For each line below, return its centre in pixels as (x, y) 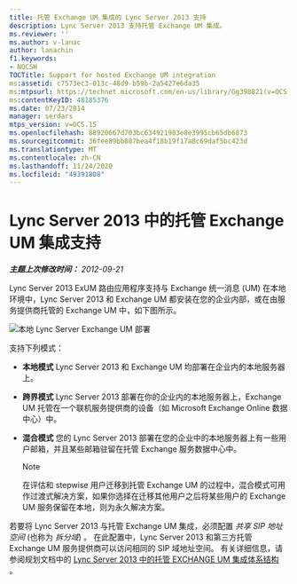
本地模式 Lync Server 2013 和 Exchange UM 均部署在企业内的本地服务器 (153, 367)
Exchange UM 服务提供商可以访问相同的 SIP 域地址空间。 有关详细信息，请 (146, 548)
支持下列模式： (36, 348)
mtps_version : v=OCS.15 (53, 125)
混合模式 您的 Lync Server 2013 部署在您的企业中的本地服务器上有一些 (150, 438)
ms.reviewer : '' (39, 34)
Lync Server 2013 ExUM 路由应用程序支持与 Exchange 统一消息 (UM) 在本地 (148, 288)
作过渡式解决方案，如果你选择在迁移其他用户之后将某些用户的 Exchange (154, 496)
